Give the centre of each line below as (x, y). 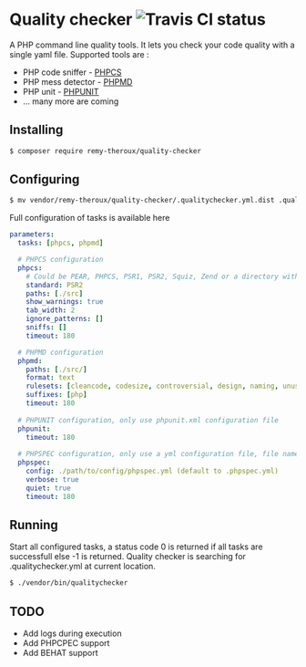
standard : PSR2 (55, 285)
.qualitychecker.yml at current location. (83, 567)
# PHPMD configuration (61, 352)
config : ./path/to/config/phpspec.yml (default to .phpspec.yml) (153, 471)
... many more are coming (71, 101)
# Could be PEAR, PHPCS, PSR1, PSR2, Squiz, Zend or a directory (153, 276)
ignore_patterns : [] (65, 319)
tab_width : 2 (51, 310)
